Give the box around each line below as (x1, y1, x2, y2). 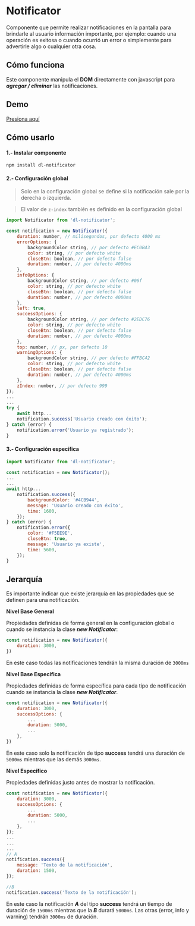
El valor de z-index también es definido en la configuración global (20, 206, 183, 213)
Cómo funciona (6, 60, 65, 70)
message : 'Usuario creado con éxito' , (27, 503, 124, 508)
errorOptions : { (17, 239, 58, 245)
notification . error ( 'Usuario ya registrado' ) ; (17, 427, 134, 433)
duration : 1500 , (17, 868, 58, 874)
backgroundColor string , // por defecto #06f (27, 278, 143, 284)
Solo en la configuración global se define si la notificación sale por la (20, 188, 190, 195)
